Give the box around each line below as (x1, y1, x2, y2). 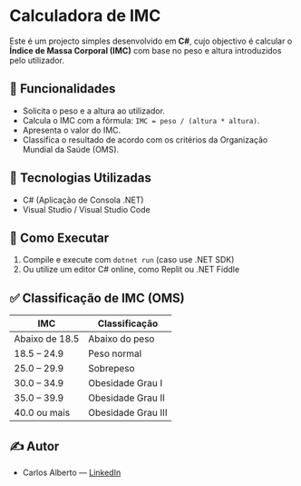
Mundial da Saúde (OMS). (22, 144, 120, 154)
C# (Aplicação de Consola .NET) (22, 194, 144, 205)
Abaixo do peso (87, 332, 155, 345)
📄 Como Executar (9, 230, 110, 245)
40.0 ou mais (14, 406, 71, 419)
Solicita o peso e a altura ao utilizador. (22, 105, 166, 116)
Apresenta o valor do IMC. (22, 124, 121, 135)
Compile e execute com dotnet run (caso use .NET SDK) (22, 254, 235, 265)
